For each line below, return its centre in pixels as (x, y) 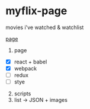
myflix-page (36, 11)
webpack (25, 68)
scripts (22, 94)
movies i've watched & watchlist (45, 27)
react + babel (30, 62)
